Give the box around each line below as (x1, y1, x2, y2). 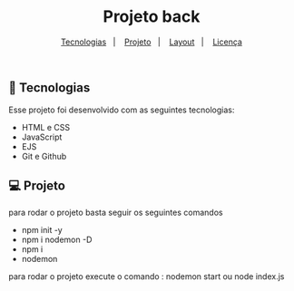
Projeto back (103, 6, 201, 27)
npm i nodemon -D (21, 234, 93, 245)
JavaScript (21, 131, 63, 142)
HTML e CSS (21, 121, 71, 132)
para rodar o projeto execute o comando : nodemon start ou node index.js (8, 270, 285, 282)
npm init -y (21, 224, 63, 235)
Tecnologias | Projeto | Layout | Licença (61, 36, 242, 47)
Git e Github (21, 150, 67, 161)
